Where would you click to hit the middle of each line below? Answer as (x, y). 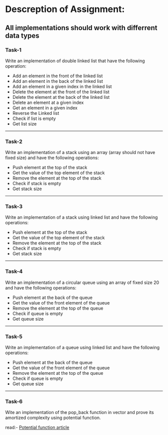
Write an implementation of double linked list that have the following (75, 61)
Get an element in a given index (45, 108)
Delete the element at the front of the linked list (61, 92)
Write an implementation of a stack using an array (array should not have (80, 153)
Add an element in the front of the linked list (57, 76)
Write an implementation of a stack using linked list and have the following (81, 217)
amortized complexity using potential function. (53, 418)
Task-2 (14, 141)
